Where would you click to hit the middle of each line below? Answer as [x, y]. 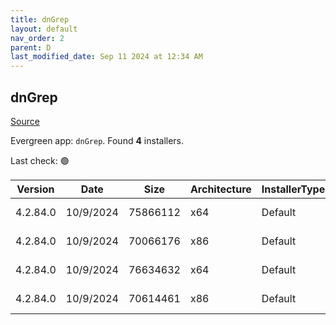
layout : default [44, 29]
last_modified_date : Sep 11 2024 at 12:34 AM [106, 57]
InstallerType [293, 189]
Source [25, 121]
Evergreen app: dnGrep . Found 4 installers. [97, 140]
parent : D [31, 47]
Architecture [220, 189]
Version [35, 189]
